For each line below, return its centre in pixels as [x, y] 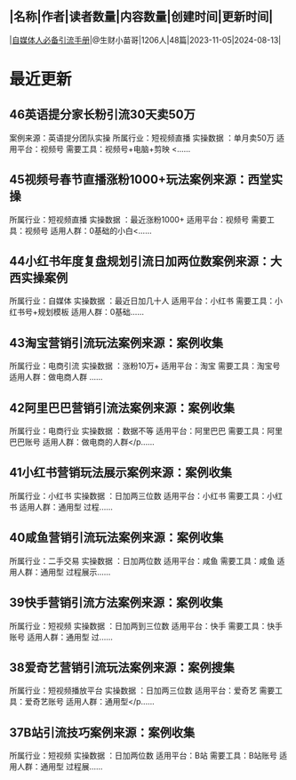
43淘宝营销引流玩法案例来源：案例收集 [116, 343]
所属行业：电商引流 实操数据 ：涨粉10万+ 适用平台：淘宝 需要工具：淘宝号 [145, 366]
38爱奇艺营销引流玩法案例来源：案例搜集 [122, 667]
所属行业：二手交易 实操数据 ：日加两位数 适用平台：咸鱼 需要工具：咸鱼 [142, 560]
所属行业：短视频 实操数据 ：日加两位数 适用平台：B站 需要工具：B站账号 [144, 756]
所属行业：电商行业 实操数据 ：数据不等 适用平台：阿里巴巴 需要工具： [138, 431]
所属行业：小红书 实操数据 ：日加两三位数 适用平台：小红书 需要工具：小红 [146, 495]
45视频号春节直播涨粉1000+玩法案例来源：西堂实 [146, 180]
